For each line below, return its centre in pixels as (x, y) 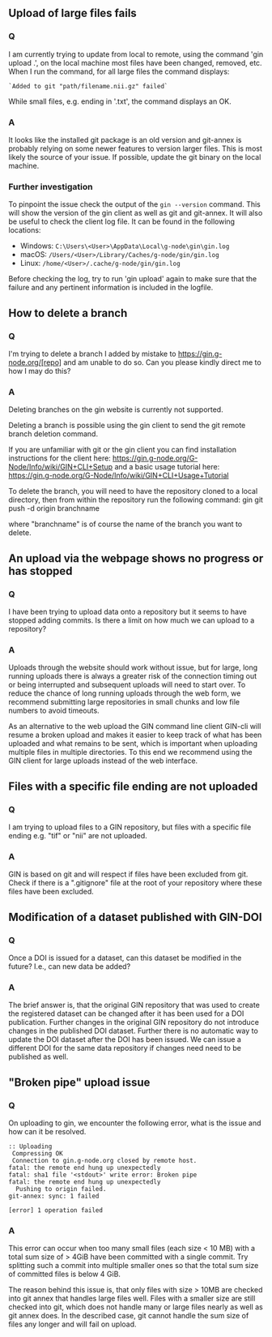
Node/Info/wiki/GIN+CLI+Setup (61, 467)
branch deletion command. (53, 434)
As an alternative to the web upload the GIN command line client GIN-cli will (135, 726)
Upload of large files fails (73, 13)
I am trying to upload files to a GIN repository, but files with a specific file (130, 827)
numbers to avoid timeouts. (54, 711)
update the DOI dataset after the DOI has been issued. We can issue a (125, 1039)
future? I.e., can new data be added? (70, 966)
